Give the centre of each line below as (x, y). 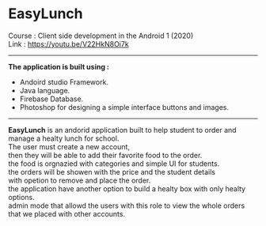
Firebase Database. (51, 99)
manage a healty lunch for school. (64, 138)
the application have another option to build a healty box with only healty (127, 188)
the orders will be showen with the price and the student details (112, 171)
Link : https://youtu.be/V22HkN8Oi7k (68, 43)
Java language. (45, 90)
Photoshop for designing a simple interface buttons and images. (124, 107)
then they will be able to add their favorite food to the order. (105, 155)
